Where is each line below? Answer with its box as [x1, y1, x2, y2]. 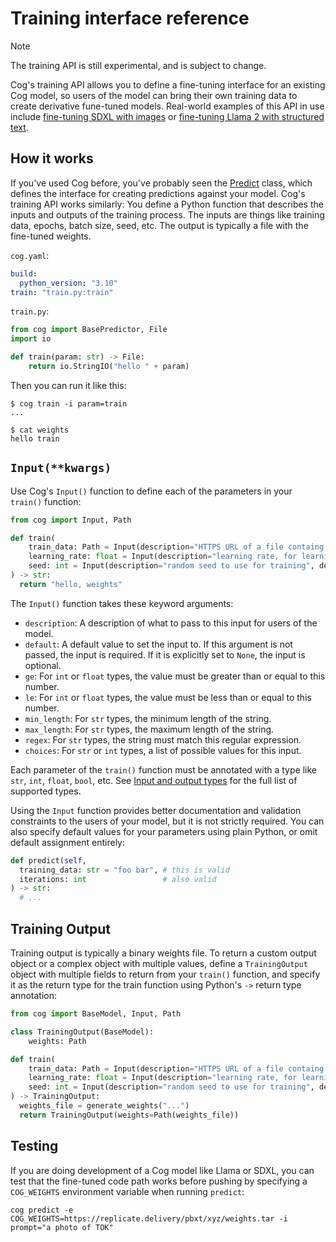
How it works [10, 150, 94, 167]
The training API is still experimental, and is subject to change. [10, 59, 267, 71]
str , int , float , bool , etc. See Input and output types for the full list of [10, 774, 298, 786]
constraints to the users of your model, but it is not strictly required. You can [10, 815, 325, 827]
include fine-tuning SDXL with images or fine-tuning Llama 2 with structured [10, 110, 325, 122]
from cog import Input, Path [10, 515, 132, 525]
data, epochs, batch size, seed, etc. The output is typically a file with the [10, 219, 309, 231]
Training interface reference [10, 7, 250, 30]
